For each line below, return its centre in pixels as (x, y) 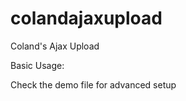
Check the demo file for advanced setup (93, 84)
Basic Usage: (37, 65)
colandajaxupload (86, 18)
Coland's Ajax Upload (55, 46)
